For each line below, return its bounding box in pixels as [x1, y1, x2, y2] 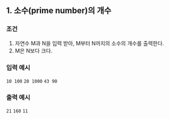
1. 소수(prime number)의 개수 [6, 5, 112, 16]
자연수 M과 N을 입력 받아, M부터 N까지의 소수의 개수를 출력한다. [14, 39, 164, 46]
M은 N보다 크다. [14, 47, 52, 54]
